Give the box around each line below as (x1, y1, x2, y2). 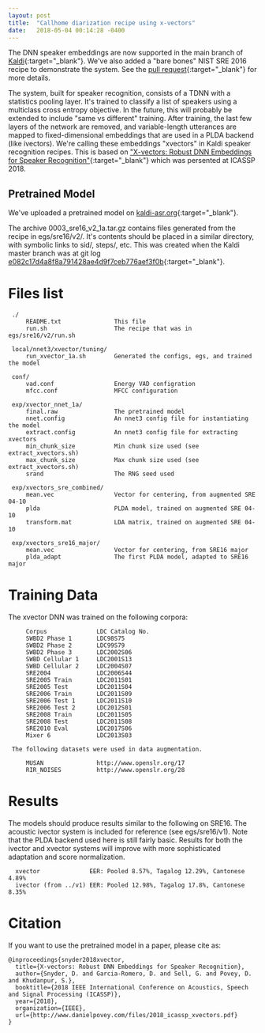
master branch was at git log (8, 248, 101, 258)
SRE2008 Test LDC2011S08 (25, 717, 132, 726)
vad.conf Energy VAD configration (25, 380, 196, 388)
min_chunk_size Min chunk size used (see (25, 442, 200, 451)
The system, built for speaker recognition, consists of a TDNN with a (8, 89, 231, 98)
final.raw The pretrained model (25, 408, 185, 416)
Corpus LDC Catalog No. (25, 628, 150, 636)
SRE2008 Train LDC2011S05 (25, 711, 132, 719)
